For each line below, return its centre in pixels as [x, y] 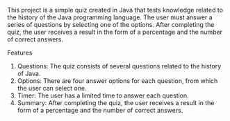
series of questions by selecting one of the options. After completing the [111, 25]
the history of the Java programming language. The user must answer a [110, 17]
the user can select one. [52, 88]
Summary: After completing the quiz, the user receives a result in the [116, 103]
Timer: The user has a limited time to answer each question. [103, 95]
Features [20, 53]
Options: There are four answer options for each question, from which [117, 81]
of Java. [29, 73]
